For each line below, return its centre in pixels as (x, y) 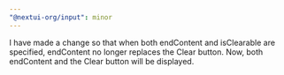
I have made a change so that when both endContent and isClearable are (142, 42)
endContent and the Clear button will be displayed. (102, 61)
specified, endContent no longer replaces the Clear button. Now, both (136, 52)
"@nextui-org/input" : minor (61, 17)
